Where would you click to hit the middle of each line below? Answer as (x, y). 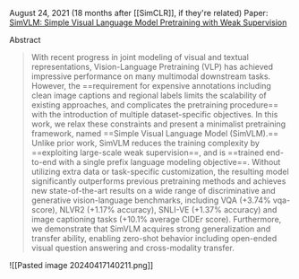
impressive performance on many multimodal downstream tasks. (151, 76)
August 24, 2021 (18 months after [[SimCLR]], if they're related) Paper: (139, 13)
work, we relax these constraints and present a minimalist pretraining (158, 124)
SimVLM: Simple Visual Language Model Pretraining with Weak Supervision (148, 22)
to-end (44, 162)
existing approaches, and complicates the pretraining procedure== (155, 105)
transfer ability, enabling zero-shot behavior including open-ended (154, 238)
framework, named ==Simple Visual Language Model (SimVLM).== (155, 133)
